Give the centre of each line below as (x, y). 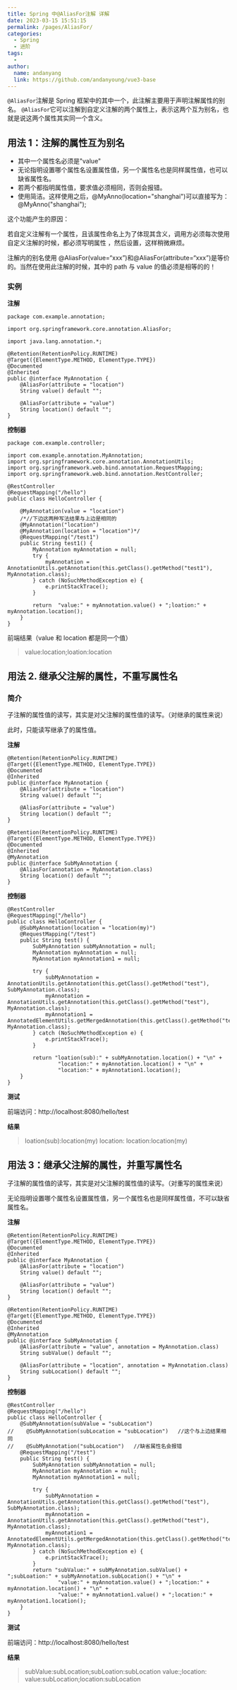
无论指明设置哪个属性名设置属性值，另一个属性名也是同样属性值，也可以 (122, 170)
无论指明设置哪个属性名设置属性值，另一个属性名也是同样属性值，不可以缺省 (119, 1198)
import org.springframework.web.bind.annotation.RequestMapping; (105, 468)
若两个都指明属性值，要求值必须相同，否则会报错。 (92, 187)
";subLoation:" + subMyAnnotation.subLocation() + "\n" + (94, 1576)
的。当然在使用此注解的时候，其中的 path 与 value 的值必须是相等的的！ (112, 267)
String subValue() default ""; (66, 1353)
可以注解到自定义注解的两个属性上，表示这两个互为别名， (140, 110)
